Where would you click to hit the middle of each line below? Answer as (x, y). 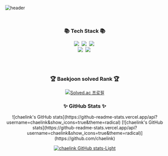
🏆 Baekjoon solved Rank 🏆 (85, 79)
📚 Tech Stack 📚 (85, 31)
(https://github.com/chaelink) (85, 138)
